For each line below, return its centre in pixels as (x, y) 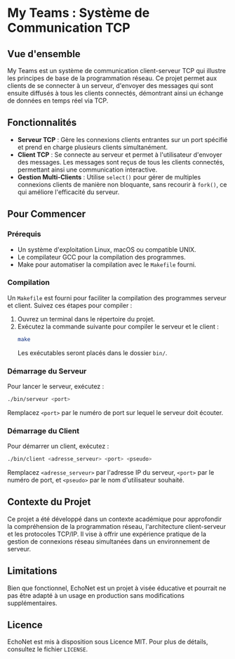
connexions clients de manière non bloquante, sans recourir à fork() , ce (122, 184)
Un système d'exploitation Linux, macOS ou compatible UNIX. (107, 249)
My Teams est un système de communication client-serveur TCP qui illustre (117, 71)
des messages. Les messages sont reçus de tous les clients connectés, (121, 162)
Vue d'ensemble (44, 54)
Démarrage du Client (43, 430)
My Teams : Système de (79, 13)
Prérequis (24, 234)
